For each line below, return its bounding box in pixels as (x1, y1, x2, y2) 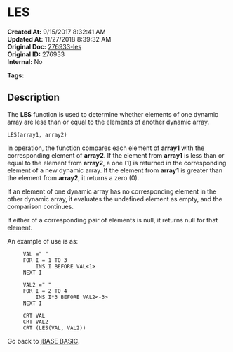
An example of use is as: (7, 237, 79, 245)
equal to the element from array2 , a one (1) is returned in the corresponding (7, 158, 227, 167)
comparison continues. (7, 202, 74, 210)
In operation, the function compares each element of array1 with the (7, 144, 205, 152)
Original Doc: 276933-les (7, 42, 82, 51)
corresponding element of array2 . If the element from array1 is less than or (7, 151, 225, 159)
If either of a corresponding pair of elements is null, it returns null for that (7, 215, 218, 224)
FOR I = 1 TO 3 (22, 256, 68, 264)
